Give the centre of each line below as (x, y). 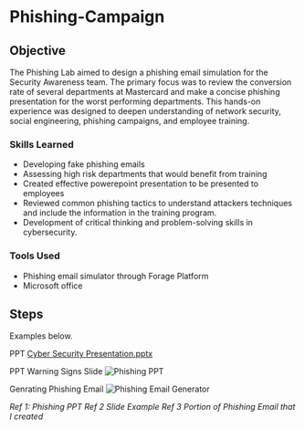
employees (43, 194)
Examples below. (41, 336)
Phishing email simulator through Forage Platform (116, 276)
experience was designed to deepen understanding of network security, (145, 111)
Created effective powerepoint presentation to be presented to (140, 183)
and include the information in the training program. (120, 213)
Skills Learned (42, 144)
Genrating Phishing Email (57, 389)
